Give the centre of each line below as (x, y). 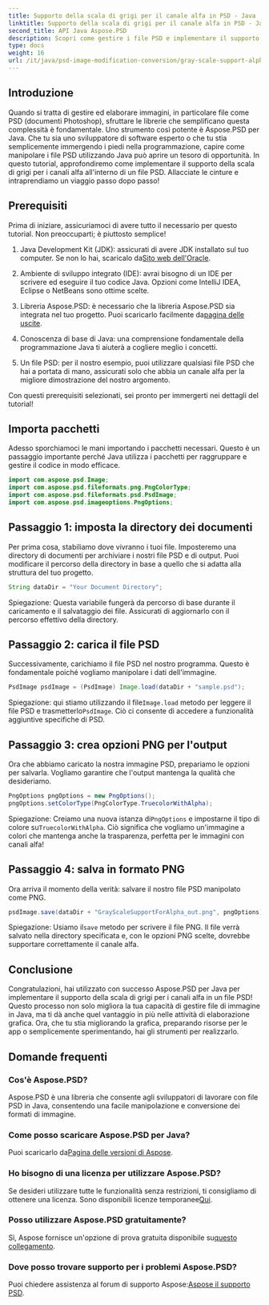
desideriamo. (30, 781)
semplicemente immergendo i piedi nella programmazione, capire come (126, 146)
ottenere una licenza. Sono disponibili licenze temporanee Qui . (110, 1199)
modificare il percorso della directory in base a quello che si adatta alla (125, 563)
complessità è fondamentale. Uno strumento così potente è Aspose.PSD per (134, 129)
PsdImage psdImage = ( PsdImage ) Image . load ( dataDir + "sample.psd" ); (127, 687)
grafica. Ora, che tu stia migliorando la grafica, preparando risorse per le (128, 1023)
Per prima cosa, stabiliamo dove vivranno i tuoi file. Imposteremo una (122, 547)
